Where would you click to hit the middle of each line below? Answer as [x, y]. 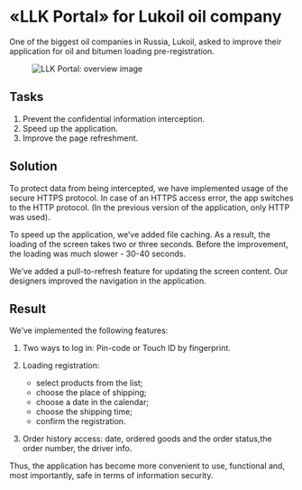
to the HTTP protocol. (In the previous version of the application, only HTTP [150, 207]
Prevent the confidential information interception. [114, 118]
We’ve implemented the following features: [89, 330]
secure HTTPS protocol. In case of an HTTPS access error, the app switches [151, 198]
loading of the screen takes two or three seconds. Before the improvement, [149, 244]
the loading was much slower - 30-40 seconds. [98, 254]
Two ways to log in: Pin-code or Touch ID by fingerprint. [127, 348]
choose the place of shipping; [91, 393]
